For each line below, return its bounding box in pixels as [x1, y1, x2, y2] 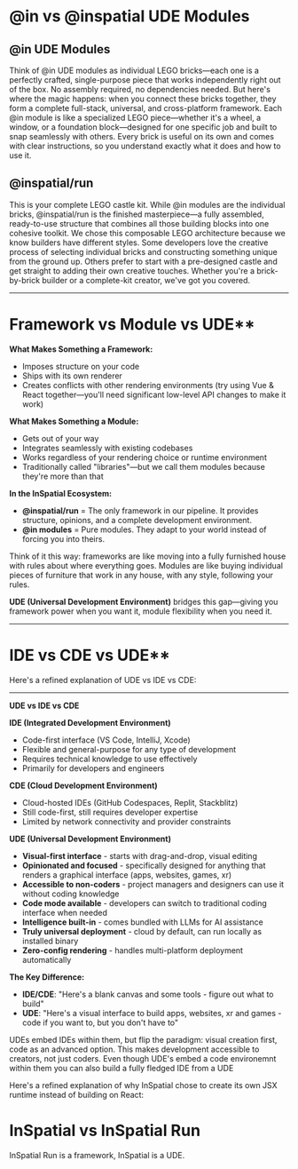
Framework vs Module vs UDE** [9, 314, 255, 334]
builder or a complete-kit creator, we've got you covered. [42, 274, 251, 285]
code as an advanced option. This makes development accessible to [9, 1044, 260, 1054]
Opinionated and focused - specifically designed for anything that [21, 860, 266, 871]
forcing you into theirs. [21, 533, 105, 544]
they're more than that [21, 471, 104, 481]
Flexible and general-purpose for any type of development [21, 744, 237, 754]
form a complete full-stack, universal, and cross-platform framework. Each [9, 103, 282, 113]
